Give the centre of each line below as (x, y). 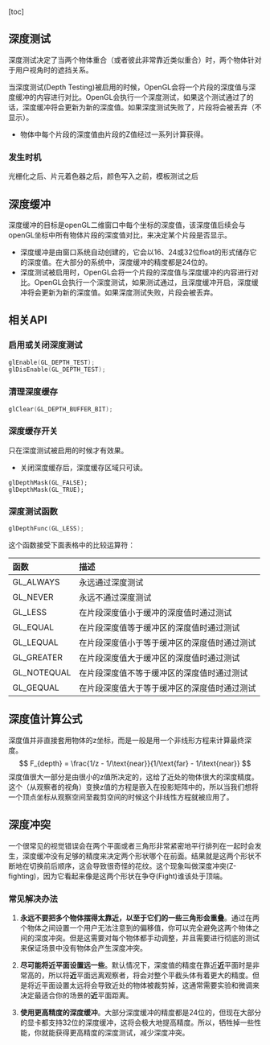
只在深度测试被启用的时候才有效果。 (68, 450)
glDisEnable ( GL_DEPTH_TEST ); (57, 370)
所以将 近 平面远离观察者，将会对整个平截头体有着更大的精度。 (150, 975)
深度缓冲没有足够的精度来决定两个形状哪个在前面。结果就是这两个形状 (138, 856)
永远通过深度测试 (111, 582)
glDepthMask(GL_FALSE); (48, 482)
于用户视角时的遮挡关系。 (51, 70)
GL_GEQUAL (36, 688)
